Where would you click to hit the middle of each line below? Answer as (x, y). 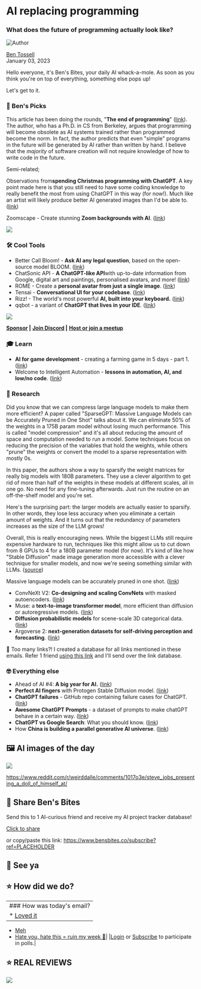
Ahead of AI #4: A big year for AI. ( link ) (63, 684)
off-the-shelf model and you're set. (50, 495)
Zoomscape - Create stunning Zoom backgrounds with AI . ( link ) (86, 218)
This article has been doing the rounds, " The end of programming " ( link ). (97, 119)
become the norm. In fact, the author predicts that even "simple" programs (98, 138)
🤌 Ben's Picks (26, 106)
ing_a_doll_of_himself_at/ (37, 783)
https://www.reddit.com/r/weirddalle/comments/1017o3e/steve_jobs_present (100, 777)
